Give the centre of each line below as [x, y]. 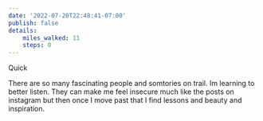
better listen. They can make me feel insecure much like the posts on [122, 92]
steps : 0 [37, 45]
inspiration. [27, 109]
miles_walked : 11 [51, 38]
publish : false [33, 23]
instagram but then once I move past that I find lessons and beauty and [125, 100]
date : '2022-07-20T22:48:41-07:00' [67, 16]
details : [23, 30]
